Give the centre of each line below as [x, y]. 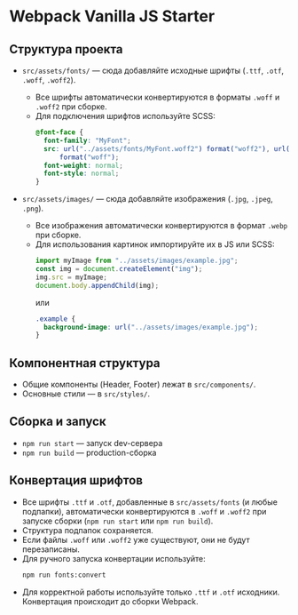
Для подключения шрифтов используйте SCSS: [125, 116]
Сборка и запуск [58, 422]
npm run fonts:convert [64, 575]
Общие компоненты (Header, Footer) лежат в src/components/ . [139, 385]
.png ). [33, 208]
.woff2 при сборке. [71, 107]
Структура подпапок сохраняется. [87, 530]
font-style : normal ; [81, 174]
